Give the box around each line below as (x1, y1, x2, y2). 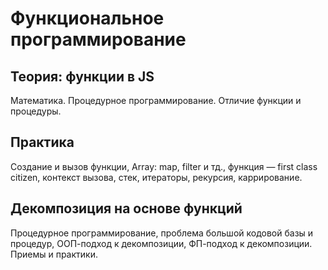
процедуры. (10, 105, 62, 117)
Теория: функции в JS (10, 68, 155, 85)
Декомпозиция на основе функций (10, 200, 243, 217)
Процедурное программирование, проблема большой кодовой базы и (10, 227, 314, 239)
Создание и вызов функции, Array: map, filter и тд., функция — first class (10, 160, 318, 172)
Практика (10, 134, 75, 151)
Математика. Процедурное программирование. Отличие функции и (10, 95, 302, 106)
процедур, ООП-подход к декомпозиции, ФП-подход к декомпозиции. (10, 237, 313, 249)
